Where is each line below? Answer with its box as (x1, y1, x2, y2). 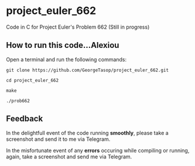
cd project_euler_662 (6, 77, 59, 83)
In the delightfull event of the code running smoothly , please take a (6, 129, 169, 136)
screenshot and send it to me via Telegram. (6, 136, 111, 143)
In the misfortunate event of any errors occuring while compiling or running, (6, 147, 190, 154)
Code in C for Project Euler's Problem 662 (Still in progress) (6, 23, 150, 30)
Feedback (6, 114, 43, 124)
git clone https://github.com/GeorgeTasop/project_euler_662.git (6, 67, 169, 73)
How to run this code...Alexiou (6, 40, 119, 50)
